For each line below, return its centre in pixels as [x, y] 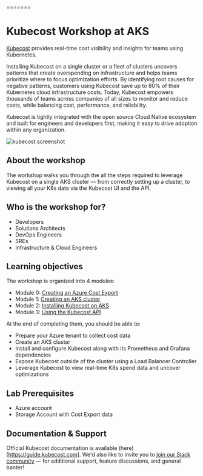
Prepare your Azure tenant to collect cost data [73, 336]
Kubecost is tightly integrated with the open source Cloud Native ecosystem [101, 116]
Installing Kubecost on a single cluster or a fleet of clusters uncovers [92, 66]
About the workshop [46, 160]
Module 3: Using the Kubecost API [58, 312]
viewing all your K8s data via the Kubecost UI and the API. [79, 188]
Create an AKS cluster [43, 342]
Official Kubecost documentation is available [62, 448]
